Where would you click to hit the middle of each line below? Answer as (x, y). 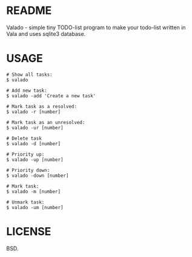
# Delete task (24, 138)
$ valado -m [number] (34, 191)
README (29, 11)
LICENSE (29, 232)
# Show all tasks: (29, 74)
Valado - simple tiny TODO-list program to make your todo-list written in (96, 27)
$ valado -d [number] (34, 143)
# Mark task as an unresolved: (46, 122)
